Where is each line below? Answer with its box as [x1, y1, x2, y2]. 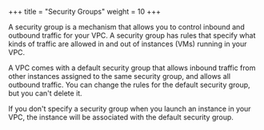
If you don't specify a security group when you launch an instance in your [8, 104, 251, 113]
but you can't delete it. [8, 89, 82, 98]
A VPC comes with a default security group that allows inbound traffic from [8, 63, 256, 73]
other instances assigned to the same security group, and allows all [8, 72, 230, 81]
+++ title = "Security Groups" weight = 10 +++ [8, 7, 162, 16]
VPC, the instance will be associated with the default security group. [8, 112, 234, 122]
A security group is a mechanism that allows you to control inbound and [8, 22, 246, 31]
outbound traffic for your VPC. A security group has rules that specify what [8, 31, 256, 40]
